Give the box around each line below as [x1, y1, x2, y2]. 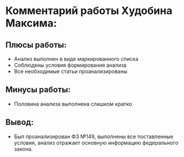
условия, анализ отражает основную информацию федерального [13, 139, 179, 146]
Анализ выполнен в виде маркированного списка [13, 56, 138, 62]
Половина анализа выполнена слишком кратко [13, 100, 133, 107]
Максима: [5, 16, 57, 30]
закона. [13, 145, 33, 152]
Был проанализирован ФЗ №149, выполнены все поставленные [13, 133, 173, 140]
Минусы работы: [5, 85, 71, 95]
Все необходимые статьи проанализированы [13, 68, 128, 74]
